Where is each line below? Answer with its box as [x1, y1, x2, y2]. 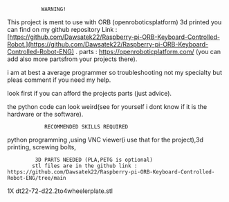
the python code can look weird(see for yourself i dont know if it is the [7, 103, 208, 110]
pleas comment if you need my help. [7, 76, 111, 84]
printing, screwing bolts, [7, 143, 76, 151]
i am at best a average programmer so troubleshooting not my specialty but [7, 69, 223, 76]
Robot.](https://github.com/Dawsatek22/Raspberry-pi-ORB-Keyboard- [7, 40, 209, 48]
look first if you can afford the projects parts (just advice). [7, 90, 172, 97]
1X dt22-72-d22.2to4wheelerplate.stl [7, 187, 113, 195]
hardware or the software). [7, 110, 84, 118]
